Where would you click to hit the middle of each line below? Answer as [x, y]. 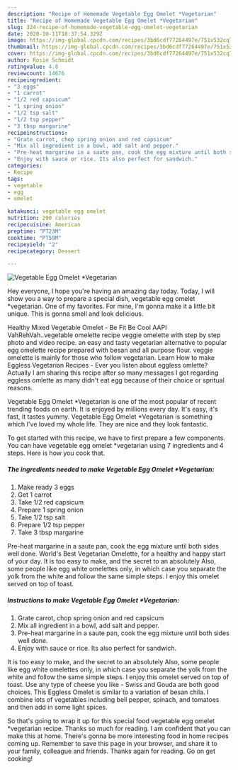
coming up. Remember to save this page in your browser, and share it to [112, 744]
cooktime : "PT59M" [34, 238]
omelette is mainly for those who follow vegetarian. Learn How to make [111, 358]
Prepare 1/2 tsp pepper [51, 525]
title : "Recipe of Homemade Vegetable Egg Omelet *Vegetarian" [103, 21]
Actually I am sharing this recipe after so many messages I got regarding [113, 373]
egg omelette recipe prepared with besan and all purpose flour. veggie [110, 350]
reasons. [20, 388]
